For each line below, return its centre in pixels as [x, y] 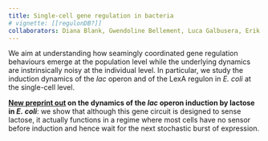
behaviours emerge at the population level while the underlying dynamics [130, 62]
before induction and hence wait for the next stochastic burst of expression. [134, 128]
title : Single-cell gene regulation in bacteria [91, 16]
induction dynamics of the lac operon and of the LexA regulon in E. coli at [130, 79]
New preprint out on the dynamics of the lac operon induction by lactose [132, 103]
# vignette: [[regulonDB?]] [55, 23]
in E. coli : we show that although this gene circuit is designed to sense [125, 111]
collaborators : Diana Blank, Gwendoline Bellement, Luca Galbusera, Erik [134, 30]
